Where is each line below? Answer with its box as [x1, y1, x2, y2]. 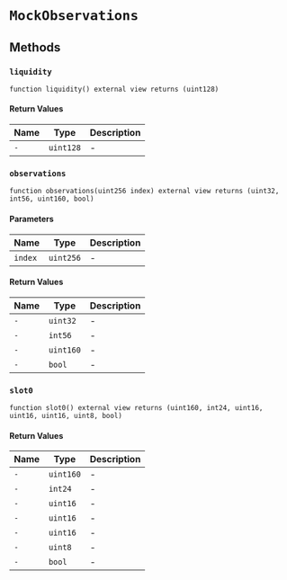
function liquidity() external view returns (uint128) [9, 85, 220, 94]
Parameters [9, 213, 54, 224]
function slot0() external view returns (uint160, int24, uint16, [9, 404, 264, 413]
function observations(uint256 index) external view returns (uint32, [9, 187, 280, 196]
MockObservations [9, 7, 139, 24]
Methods [9, 40, 61, 55]
